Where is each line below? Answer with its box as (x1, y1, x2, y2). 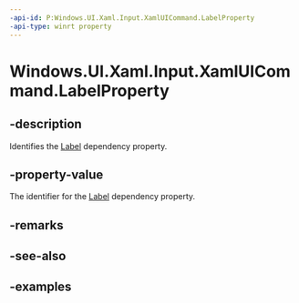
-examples (9, 279, 72, 295)
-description (9, 116, 82, 132)
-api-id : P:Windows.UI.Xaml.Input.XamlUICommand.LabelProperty (9, 13, 255, 23)
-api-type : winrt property (9, 22, 112, 31)
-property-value (9, 167, 104, 182)
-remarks (9, 217, 64, 233)
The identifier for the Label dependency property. (9, 191, 196, 202)
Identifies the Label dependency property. (9, 140, 168, 151)
